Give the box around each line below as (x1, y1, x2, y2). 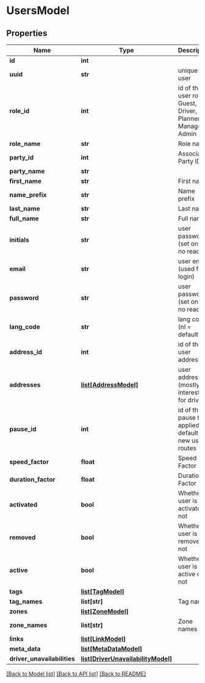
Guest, (178, 99, 197, 107)
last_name (9, 204, 40, 212)
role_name (9, 140, 41, 148)
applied (178, 421, 200, 429)
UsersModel (6, 4, 70, 18)
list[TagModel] (81, 587, 124, 596)
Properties (6, 28, 48, 38)
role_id (9, 107, 30, 115)
